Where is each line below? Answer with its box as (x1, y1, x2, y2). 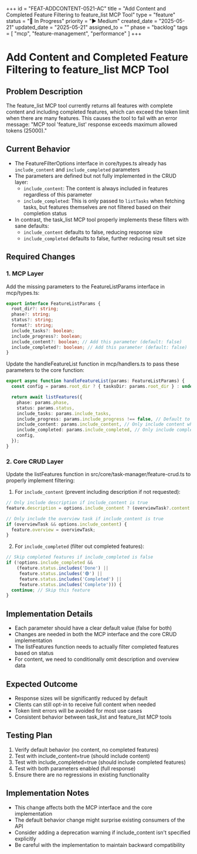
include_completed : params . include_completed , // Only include (16, 427, 175, 433)
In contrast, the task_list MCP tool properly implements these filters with (14, 216, 189, 223)
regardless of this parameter (23, 191, 93, 198)
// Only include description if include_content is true (6, 500, 148, 506)
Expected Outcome (6, 679, 78, 689)
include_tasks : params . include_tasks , (16, 410, 111, 417)
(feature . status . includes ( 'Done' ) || (16, 565, 109, 571)
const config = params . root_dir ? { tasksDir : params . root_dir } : (11, 384, 180, 390)
